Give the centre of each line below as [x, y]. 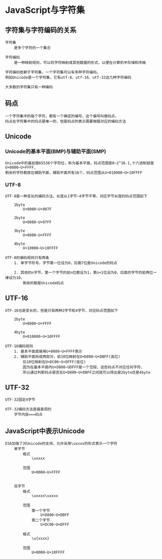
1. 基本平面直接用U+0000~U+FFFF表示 [48, 351]
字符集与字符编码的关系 [41, 30]
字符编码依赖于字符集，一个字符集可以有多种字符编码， [53, 72]
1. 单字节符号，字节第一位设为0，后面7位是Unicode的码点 [66, 263]
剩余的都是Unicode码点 [43, 283]
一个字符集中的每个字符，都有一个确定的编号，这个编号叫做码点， [62, 116]
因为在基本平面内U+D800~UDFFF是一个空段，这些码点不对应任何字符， [84, 367]
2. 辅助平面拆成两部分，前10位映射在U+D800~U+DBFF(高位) [67, 357]
